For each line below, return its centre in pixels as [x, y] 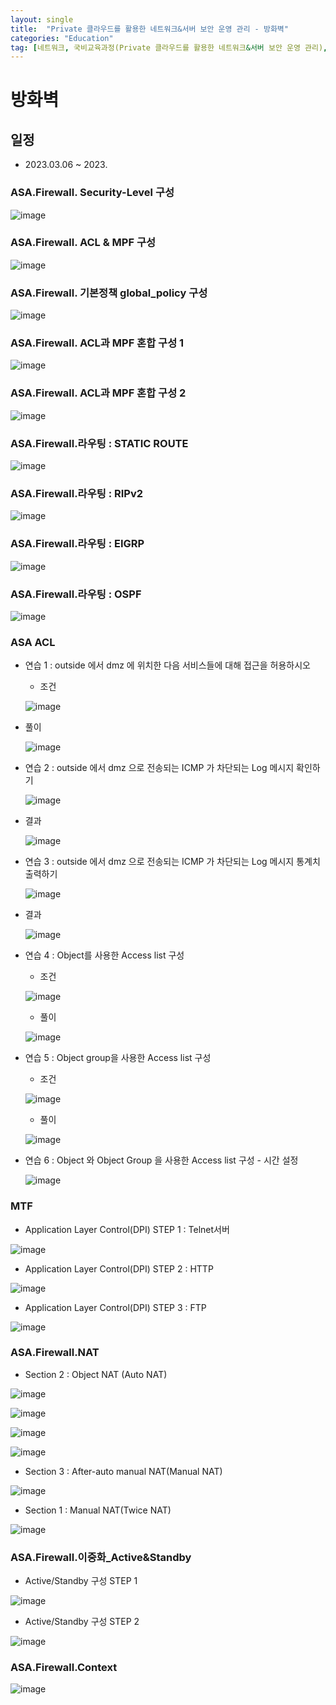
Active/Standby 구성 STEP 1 [81, 1581]
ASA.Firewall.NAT [55, 1353]
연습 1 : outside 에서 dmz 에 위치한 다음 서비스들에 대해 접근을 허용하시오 [167, 665]
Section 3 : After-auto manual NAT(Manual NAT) [123, 1471]
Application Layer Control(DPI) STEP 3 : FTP [115, 1307]
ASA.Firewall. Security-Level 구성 [92, 193]
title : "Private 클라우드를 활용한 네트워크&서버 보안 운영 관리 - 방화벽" [149, 29]
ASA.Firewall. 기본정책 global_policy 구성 [109, 293]
